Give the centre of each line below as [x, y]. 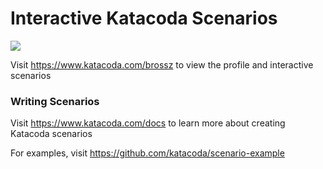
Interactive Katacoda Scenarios [144, 18]
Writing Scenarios [55, 101]
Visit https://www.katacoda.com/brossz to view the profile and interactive [162, 64]
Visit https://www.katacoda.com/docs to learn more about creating [148, 123]
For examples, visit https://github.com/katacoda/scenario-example [147, 153]
